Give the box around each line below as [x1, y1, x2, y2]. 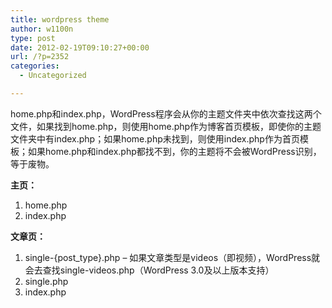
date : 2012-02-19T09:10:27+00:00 [10, 42, 150, 53]
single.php [24, 275, 69, 287]
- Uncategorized [19, 71, 87, 81]
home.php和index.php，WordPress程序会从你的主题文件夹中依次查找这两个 [10, 107, 322, 120]
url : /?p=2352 [10, 52, 70, 62]
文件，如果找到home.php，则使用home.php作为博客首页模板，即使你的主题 [10, 120, 322, 132]
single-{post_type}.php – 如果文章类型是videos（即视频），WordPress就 [24, 251, 321, 263]
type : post [10, 33, 56, 43]
